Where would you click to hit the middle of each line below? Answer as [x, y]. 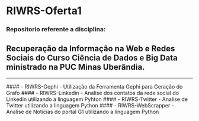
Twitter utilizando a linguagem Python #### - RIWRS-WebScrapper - [90, 105]
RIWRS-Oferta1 [44, 11]
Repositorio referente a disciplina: [56, 30]
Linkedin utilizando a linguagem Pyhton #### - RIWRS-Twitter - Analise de [97, 99]
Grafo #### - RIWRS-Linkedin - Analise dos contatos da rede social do [93, 93]
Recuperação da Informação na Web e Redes [91, 48]
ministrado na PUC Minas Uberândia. [76, 67]
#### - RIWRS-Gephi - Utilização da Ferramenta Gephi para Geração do [94, 86]
